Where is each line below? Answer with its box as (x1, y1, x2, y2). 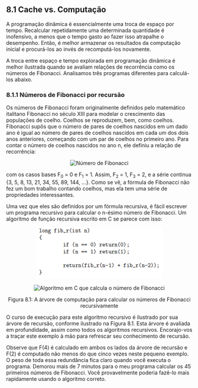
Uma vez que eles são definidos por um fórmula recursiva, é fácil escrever (6, 202, 187, 209)
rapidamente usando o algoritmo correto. (6, 375, 106, 382)
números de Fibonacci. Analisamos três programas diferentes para (6, 69, 168, 76)
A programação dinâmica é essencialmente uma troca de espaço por (6, 20, 174, 27)
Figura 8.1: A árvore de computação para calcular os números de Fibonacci (8, 296, 191, 303)
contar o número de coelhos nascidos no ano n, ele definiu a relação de (6, 142, 181, 149)
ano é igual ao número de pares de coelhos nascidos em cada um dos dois (6, 130, 189, 137)
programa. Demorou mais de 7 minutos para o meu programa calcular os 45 (6, 363, 191, 370)
